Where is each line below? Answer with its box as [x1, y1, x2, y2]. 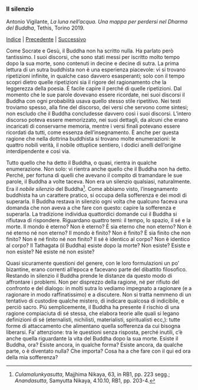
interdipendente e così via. [6, 148, 71, 155]
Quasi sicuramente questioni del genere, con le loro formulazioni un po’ [6, 259, 180, 266]
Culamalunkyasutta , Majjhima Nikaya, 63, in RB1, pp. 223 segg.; [14, 370, 170, 378]
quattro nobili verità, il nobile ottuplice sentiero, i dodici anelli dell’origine [6, 141, 181, 149]
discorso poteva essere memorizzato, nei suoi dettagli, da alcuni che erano [6, 116, 189, 123]
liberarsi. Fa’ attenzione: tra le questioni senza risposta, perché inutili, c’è [6, 329, 183, 336]
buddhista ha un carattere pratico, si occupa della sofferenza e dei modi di [6, 191, 187, 199]
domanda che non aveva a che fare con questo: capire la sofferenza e [6, 204, 176, 211]
